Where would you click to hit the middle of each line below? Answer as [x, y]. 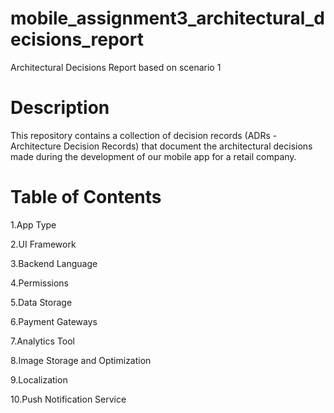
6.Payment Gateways [54, 321]
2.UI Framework [43, 244]
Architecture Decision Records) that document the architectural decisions [161, 146]
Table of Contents [86, 197]
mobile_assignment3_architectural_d [167, 18]
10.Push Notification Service [68, 399]
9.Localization [39, 379]
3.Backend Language [54, 263]
